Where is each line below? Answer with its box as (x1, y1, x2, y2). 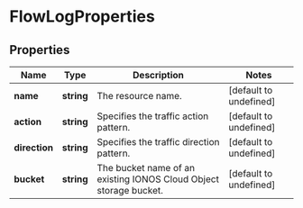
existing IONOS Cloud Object (96, 173, 219, 185)
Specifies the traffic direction (96, 136, 220, 148)
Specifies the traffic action (96, 110, 209, 122)
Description (132, 69, 185, 81)
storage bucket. (96, 185, 164, 196)
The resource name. (96, 90, 182, 102)
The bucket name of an (96, 162, 196, 174)
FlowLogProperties (9, 6, 155, 27)
